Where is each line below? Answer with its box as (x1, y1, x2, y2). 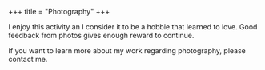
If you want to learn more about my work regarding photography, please (8, 46, 246, 55)
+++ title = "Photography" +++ (8, 7, 110, 16)
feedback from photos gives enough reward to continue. (8, 31, 195, 40)
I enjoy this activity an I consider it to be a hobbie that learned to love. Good (8, 22, 258, 31)
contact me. (8, 55, 48, 64)
